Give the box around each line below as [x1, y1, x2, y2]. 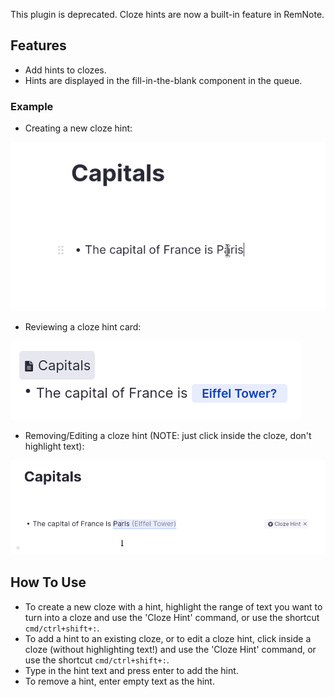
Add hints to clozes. [24, 64, 107, 76]
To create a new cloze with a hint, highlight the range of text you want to [24, 600, 323, 613]
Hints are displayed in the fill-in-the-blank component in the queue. [24, 74, 303, 86]
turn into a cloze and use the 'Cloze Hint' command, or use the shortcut [24, 611, 320, 623]
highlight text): [24, 440, 85, 452]
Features [10, 37, 67, 54]
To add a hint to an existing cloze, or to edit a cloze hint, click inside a [24, 632, 312, 644]
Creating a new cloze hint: [24, 122, 133, 134]
